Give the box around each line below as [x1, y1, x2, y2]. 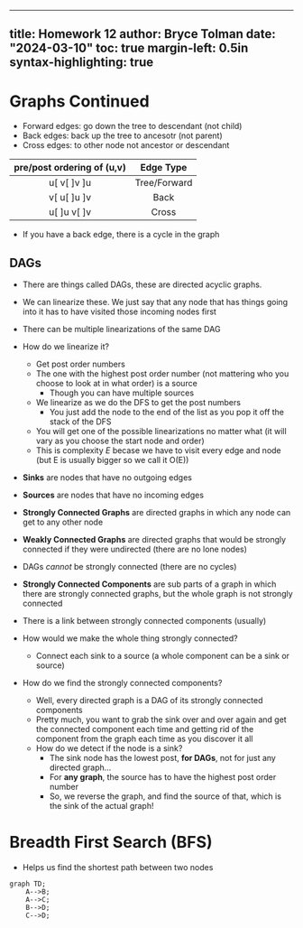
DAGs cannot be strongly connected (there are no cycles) [22, 561, 237, 572]
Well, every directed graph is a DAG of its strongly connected [35, 695, 263, 706]
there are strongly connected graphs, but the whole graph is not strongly [22, 589, 293, 599]
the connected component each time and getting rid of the [35, 724, 254, 735]
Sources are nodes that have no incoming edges [22, 489, 205, 501]
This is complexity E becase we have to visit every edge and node [35, 445, 281, 456]
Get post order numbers [35, 358, 126, 370]
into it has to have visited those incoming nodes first [22, 306, 216, 317]
